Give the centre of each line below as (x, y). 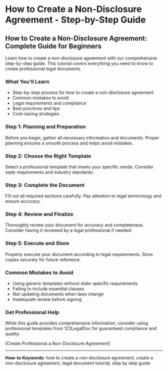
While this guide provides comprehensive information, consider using (77, 323)
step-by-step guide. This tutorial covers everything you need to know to (79, 63)
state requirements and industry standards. (49, 172)
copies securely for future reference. (43, 259)
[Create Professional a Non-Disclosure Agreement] (58, 343)
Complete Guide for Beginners (53, 46)
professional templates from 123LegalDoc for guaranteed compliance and (81, 328)
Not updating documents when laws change (58, 294)
